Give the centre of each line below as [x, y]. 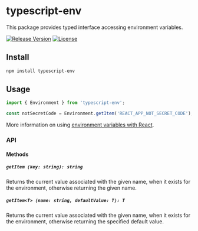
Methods [17, 154]
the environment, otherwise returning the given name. [72, 188]
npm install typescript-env [41, 71]
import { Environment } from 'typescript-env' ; [66, 103]
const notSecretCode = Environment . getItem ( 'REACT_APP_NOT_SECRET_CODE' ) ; [100, 113]
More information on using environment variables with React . [80, 125]
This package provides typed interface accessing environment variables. [95, 27]
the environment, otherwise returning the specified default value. [85, 221]
